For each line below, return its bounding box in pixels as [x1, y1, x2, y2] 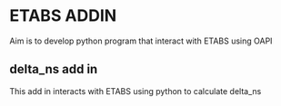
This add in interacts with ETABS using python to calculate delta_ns [9, 85, 262, 96]
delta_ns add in [9, 62, 98, 77]
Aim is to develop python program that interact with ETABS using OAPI [9, 35, 273, 46]
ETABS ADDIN [9, 5, 117, 26]
